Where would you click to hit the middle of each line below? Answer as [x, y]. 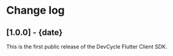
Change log [35, 10]
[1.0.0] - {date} [35, 32]
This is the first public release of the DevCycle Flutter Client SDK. [87, 46]
